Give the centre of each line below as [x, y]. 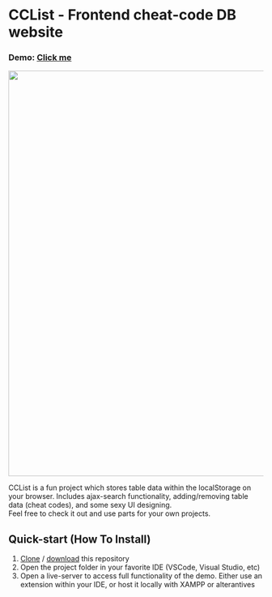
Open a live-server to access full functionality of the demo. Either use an [141, 576]
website [36, 32]
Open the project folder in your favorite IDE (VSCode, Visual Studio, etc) [140, 567]
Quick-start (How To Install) [80, 539]
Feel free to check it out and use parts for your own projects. [110, 513]
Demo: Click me [40, 58]
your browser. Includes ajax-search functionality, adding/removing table [128, 496]
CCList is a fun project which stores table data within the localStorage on [130, 487]
